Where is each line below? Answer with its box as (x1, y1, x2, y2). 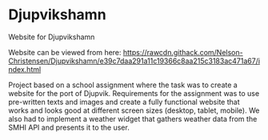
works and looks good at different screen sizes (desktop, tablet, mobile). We (8, 106, 260, 115)
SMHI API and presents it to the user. (8, 122, 130, 132)
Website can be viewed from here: (8, 47, 122, 57)
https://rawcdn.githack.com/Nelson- (122, 47, 243, 57)
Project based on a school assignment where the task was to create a (8, 80, 238, 90)
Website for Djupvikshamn (8, 32, 95, 42)
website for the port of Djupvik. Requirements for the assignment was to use (8, 88, 260, 98)
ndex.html (8, 64, 42, 74)
